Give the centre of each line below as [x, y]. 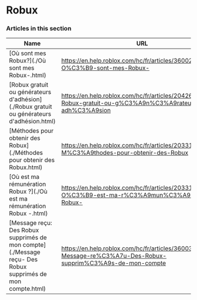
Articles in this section [39, 29]
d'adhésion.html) [32, 122]
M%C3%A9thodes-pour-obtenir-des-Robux [125, 153]
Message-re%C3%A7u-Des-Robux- [114, 256]
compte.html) [28, 289]
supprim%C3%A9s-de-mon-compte [113, 263]
